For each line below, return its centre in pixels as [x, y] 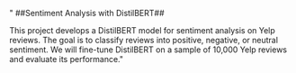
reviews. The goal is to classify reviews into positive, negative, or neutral [144, 40]
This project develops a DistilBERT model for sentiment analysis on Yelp [143, 30]
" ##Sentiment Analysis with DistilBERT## [87, 13]
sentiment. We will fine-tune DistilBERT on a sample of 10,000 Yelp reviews [148, 50]
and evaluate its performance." [67, 59]
